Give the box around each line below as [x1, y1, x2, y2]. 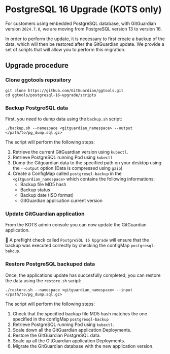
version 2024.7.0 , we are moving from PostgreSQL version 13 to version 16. [5, 25, 162, 32]
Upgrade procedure [5, 61, 69, 70]
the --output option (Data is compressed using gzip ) [12, 165, 123, 171]
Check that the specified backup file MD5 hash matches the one [12, 310, 147, 316]
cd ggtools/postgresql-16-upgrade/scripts [5, 93, 96, 98]
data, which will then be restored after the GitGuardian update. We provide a [5, 41, 164, 47]
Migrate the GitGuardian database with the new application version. [12, 343, 154, 349]
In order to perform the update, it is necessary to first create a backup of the [5, 36, 165, 42]
